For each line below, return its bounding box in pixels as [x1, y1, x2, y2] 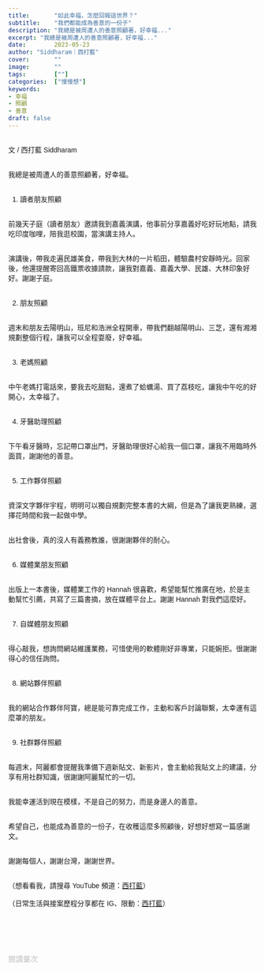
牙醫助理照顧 [19, 416, 62, 426]
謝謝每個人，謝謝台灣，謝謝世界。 [8, 856, 119, 865]
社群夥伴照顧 [19, 738, 62, 747]
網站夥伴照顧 [19, 679, 62, 687]
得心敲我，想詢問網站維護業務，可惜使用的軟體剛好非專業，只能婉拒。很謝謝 [8, 644, 257, 653]
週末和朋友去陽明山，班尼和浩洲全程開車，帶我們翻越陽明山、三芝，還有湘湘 [8, 323, 257, 332]
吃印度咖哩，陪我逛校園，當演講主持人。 [8, 229, 140, 238]
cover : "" [8, 56, 62, 64]
